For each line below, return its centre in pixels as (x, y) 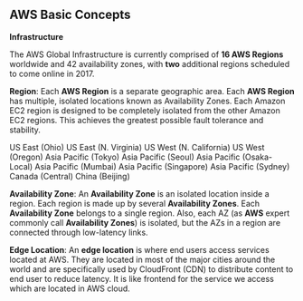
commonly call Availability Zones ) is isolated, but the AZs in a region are (145, 222)
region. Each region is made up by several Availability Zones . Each (135, 203)
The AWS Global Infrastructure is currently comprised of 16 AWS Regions (147, 54)
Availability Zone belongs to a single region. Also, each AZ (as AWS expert (150, 213)
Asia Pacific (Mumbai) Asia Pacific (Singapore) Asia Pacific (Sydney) (162, 166)
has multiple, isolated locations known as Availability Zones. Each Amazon (147, 101)
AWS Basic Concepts (70, 15)
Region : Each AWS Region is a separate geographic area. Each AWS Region (152, 91)
